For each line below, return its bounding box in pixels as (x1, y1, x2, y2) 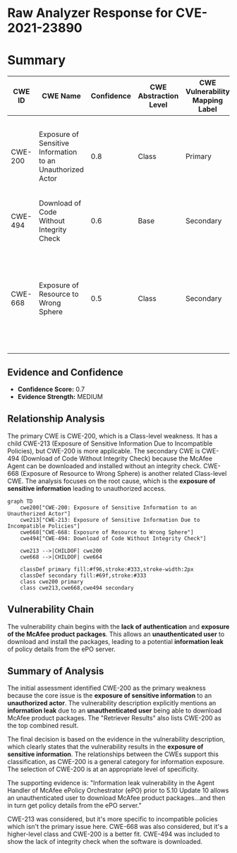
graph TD (7, 498, 33, 505)
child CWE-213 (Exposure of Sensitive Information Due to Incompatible (7, 439, 213, 448)
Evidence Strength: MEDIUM (17, 392, 104, 400)
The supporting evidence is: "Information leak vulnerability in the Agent (7, 779, 215, 787)
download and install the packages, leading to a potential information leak (7, 637, 224, 645)
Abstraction (138, 91, 179, 101)
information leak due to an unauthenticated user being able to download (7, 706, 222, 715)
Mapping (192, 95, 224, 105)
